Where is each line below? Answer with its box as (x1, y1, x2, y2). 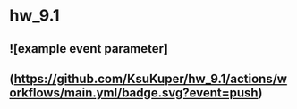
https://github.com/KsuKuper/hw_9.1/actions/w (13, 71, 288, 86)
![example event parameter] (9, 41, 168, 56)
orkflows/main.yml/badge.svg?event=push (9, 85, 259, 100)
